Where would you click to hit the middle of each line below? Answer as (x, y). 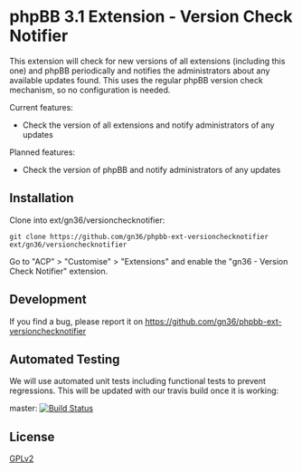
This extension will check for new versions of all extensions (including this (147, 61)
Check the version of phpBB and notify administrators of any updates (151, 169)
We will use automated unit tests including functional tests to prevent (138, 381)
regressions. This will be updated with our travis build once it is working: (144, 390)
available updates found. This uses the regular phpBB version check (137, 80)
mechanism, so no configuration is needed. (90, 90)
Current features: (42, 107)
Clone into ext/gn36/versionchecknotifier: (87, 220)
